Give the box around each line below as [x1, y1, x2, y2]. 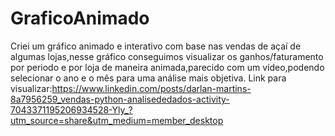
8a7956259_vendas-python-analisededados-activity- [10, 93, 230, 105]
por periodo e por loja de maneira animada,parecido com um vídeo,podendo [10, 61, 325, 73]
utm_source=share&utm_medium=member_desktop [10, 114, 224, 126]
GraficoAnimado [10, 7, 150, 30]
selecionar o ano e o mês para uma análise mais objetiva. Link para [10, 72, 287, 84]
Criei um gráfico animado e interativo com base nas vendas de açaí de [10, 40, 302, 52]
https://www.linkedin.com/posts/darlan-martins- [51, 82, 252, 94]
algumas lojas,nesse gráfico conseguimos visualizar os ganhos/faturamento [10, 50, 324, 62]
